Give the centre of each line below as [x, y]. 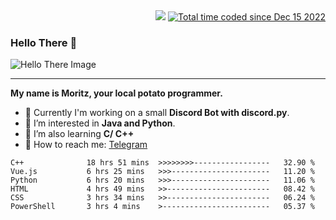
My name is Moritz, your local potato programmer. [116, 93]
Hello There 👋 [44, 42]
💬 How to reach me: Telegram [86, 145]
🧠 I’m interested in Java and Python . [100, 123]
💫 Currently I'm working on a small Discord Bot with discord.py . [157, 113]
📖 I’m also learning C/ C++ [79, 134]
